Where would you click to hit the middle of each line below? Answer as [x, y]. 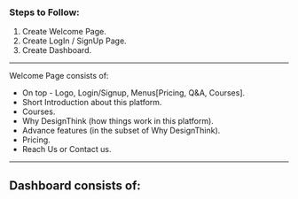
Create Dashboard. [57, 50]
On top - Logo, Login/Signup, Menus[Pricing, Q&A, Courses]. [133, 93]
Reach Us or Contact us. [67, 149]
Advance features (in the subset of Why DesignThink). [121, 131]
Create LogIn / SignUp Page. [74, 41]
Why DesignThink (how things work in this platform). [118, 121]
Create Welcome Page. [64, 32]
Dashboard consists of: [75, 185]
